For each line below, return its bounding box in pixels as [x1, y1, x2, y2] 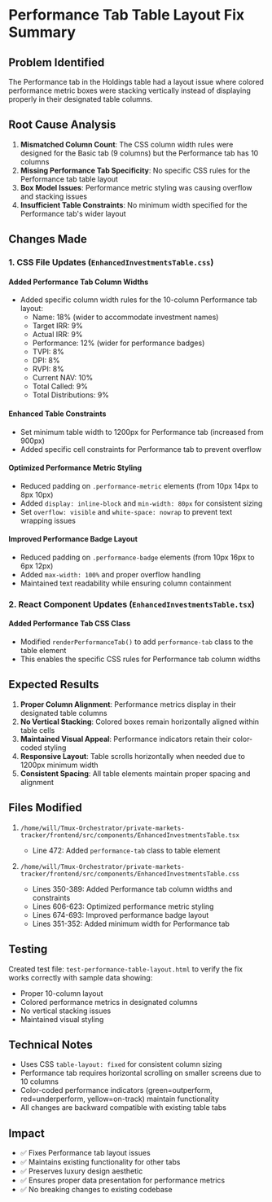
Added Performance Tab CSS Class [8, 619, 131, 629]
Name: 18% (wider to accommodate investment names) [32, 312, 219, 322]
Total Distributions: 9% [32, 390, 110, 400]
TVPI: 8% [32, 347, 65, 357]
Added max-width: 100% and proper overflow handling [20, 569, 201, 579]
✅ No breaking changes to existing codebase [20, 1185, 173, 1195]
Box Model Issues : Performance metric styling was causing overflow [20, 182, 252, 192]
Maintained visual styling [20, 1014, 104, 1024]
